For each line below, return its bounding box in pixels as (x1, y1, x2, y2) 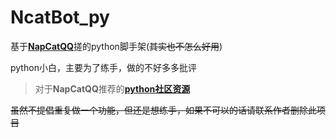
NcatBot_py (10, 6, 110, 29)
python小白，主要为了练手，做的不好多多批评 (10, 61, 197, 73)
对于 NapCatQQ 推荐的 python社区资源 (34, 82, 191, 95)
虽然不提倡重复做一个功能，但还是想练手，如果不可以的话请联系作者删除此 (10, 104, 317, 116)
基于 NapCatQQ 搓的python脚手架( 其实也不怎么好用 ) (10, 40, 223, 52)
